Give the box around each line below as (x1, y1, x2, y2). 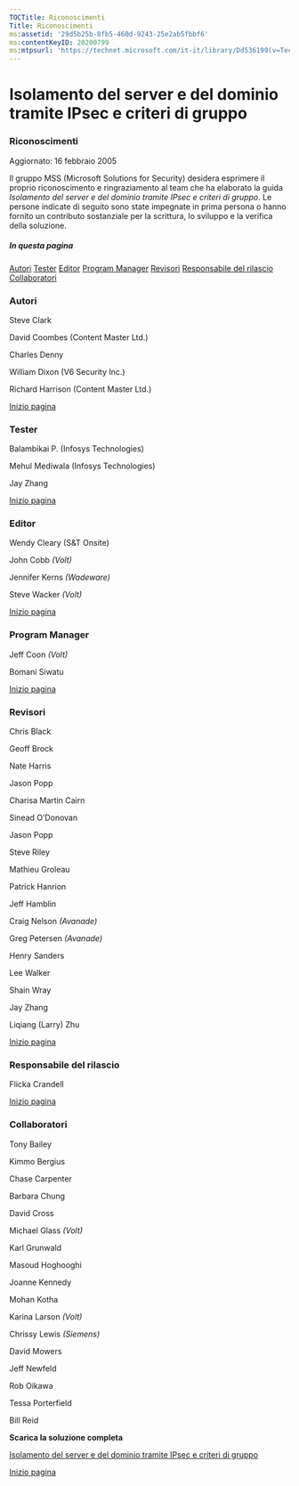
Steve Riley (9, 847, 51, 857)
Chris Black (9, 727, 52, 737)
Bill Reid (9, 1415, 39, 1425)
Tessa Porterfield (9, 1397, 73, 1408)
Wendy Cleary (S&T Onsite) (9, 538, 109, 548)
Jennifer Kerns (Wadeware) (9, 572, 111, 583)
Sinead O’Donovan (9, 812, 78, 824)
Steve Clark (9, 314, 52, 325)
